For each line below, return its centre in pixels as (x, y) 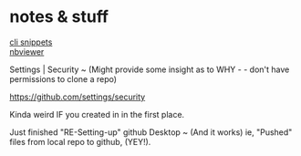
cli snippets (31, 42)
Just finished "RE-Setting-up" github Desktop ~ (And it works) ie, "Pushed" (151, 132)
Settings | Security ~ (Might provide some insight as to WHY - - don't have (150, 69)
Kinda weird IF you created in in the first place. (97, 114)
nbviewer (27, 51)
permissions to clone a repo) (63, 78)
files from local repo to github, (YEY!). (80, 141)
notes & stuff (59, 17)
